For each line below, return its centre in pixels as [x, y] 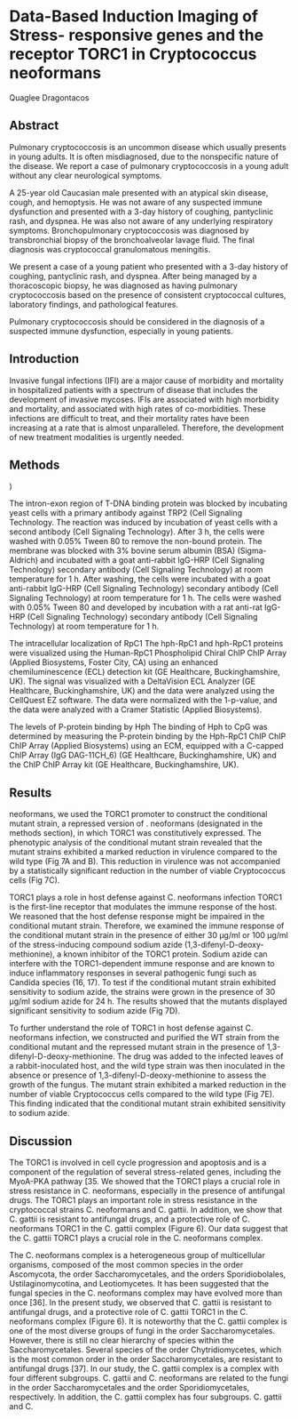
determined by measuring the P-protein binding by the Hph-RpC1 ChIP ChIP [148, 736]
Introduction [44, 359]
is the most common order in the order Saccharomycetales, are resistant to [146, 1359]
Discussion [41, 1141]
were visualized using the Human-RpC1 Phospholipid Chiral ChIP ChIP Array [148, 653]
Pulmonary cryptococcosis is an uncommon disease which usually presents [148, 147]
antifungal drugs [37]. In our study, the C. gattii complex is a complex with [144, 1368]
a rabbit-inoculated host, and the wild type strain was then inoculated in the [147, 1066]
